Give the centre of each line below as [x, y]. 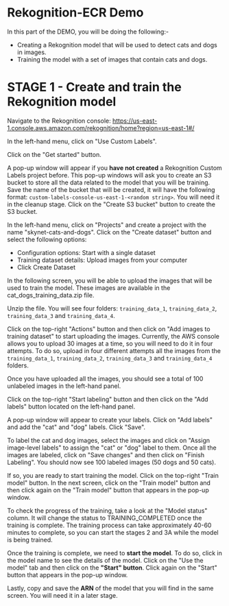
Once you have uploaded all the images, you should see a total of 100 [105, 378]
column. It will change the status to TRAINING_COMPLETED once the [105, 518]
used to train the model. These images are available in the [89, 288]
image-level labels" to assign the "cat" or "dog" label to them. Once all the [112, 448]
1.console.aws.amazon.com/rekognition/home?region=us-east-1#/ [101, 128]
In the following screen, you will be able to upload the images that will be [110, 280]
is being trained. [30, 540]
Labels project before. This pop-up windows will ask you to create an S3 [109, 175]
